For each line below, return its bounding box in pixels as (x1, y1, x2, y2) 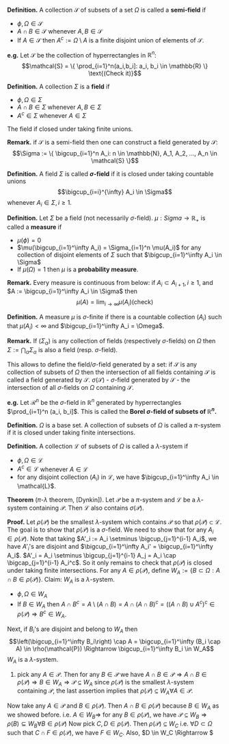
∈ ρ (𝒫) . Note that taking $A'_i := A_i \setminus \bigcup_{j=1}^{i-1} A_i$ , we (7, 534, 217, 543)
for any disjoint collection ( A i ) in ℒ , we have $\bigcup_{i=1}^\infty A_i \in (16, 473, 219, 483)
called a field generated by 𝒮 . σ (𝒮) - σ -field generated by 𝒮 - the (7, 376, 190, 384)
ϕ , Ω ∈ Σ (16, 96, 42, 104)
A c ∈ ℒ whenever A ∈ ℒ (16, 464, 89, 473)
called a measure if (7, 223, 62, 231)
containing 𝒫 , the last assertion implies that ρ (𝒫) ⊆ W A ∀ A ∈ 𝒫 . (16, 686, 193, 697)
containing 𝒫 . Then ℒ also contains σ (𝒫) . (29, 504, 145, 512)
